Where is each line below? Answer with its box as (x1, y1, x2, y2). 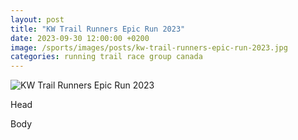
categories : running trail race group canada (10, 52, 203, 62)
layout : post (10, 14, 65, 25)
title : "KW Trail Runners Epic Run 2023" (10, 24, 186, 34)
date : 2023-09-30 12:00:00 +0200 (10, 33, 150, 43)
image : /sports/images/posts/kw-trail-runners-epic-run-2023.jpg (10, 42, 288, 53)
